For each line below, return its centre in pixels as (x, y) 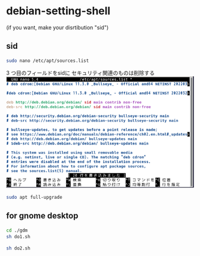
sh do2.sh (18, 248)
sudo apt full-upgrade (34, 198)
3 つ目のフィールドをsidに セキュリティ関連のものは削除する (80, 73)
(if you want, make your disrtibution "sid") (57, 27)
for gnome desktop (42, 216)
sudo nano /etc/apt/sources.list (48, 61)
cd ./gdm (17, 230)
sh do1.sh (18, 236)
